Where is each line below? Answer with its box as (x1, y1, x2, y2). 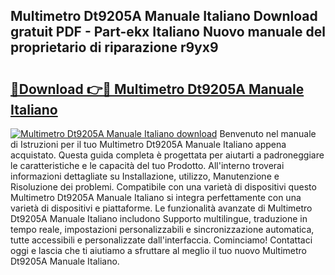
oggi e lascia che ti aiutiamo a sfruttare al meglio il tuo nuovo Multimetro (10, 245, 307, 256)
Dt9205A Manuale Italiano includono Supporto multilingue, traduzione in (10, 213, 308, 224)
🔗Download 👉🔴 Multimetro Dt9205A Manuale (10, 80, 305, 98)
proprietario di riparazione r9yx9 (10, 39, 219, 56)
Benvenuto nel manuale (219, 128, 317, 139)
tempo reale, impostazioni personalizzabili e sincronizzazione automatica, (10, 224, 315, 235)
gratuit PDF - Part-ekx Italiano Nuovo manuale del (10, 24, 326, 41)
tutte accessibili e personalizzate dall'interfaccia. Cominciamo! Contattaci (10, 234, 313, 246)
